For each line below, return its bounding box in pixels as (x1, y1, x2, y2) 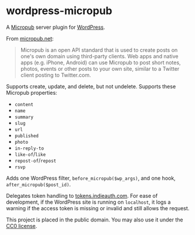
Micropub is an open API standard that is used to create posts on (20, 46, 178, 54)
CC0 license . (6, 222, 38, 229)
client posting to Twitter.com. (20, 71, 91, 78)
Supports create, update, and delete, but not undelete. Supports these (6, 82, 176, 90)
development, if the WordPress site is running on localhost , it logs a (6, 198, 172, 206)
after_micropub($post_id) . (6, 181, 71, 188)
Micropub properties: (6, 89, 58, 96)
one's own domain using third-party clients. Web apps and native (20, 52, 179, 59)
